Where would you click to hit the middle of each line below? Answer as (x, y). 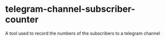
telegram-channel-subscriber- (70, 9)
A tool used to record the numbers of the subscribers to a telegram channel (83, 33)
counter (22, 20)
